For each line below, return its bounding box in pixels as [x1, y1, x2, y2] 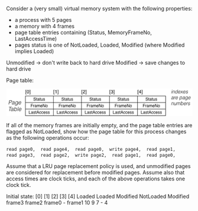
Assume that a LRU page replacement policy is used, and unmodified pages [6, 163, 191, 170]
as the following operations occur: [6, 134, 90, 141]
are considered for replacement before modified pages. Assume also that [6, 169, 185, 176]
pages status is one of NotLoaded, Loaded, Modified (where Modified [14, 41, 185, 48]
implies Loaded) [14, 48, 54, 55]
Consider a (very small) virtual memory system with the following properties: [6, 5, 193, 12]
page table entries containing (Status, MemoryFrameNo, [14, 29, 152, 36]
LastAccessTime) [14, 35, 57, 42]
